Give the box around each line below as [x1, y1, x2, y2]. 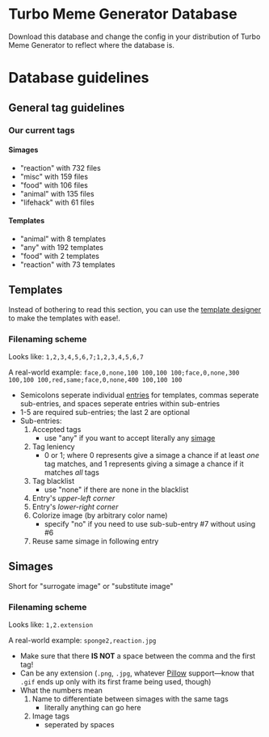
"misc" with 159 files [19, 172, 89, 181]
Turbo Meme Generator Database [8, 5, 237, 23]
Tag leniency [32, 442, 75, 451]
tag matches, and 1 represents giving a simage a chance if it [44, 459, 244, 468]
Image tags [32, 711, 70, 721]
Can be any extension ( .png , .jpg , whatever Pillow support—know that [19, 668, 254, 678]
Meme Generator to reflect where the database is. [8, 40, 175, 49]
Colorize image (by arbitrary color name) [32, 510, 168, 520]
